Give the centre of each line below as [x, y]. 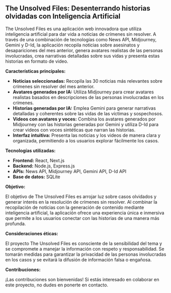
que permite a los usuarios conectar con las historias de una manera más [82, 218]
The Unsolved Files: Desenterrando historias [78, 8]
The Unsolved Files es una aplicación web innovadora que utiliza [74, 29]
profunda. [16, 224]
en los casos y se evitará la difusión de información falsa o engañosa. [79, 259]
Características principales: [35, 71]
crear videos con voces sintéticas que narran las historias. [74, 130]
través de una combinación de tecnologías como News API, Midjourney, [81, 39]
